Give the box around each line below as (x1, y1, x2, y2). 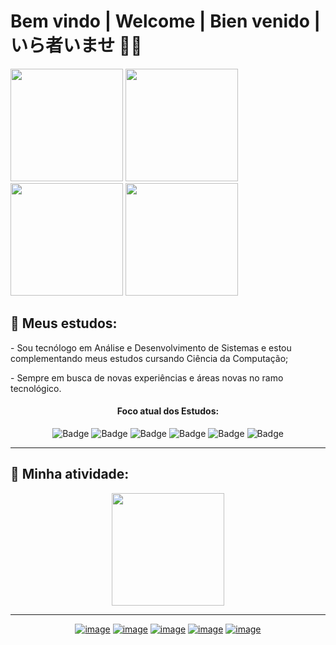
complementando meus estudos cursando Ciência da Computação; (10, 352, 289, 364)
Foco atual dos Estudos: (116, 405, 220, 417)
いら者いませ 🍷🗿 (10, 35, 143, 57)
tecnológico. (10, 382, 62, 394)
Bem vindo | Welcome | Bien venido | (10, 10, 321, 33)
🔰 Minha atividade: (10, 466, 130, 483)
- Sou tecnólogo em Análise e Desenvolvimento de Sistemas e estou (10, 341, 292, 354)
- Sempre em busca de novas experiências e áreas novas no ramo (10, 371, 284, 384)
